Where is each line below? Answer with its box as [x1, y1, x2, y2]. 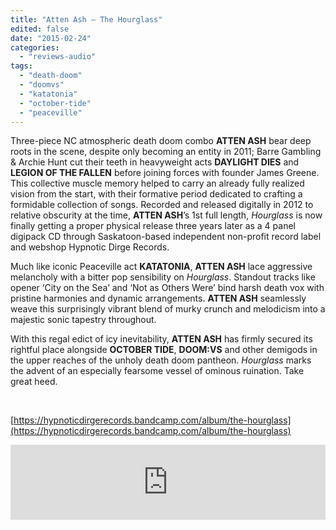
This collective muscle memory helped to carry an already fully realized [10, 177, 305, 190]
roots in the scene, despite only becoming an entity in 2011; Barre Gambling [10, 146, 322, 158]
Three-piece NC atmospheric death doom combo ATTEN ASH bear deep [10, 135, 312, 147]
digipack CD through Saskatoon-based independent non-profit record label [10, 231, 322, 243]
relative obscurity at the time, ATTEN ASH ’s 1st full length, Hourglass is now [10, 209, 323, 221]
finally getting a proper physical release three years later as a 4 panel [10, 220, 296, 232]
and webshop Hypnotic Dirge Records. [10, 241, 170, 253]
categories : [10, 42, 60, 53]
